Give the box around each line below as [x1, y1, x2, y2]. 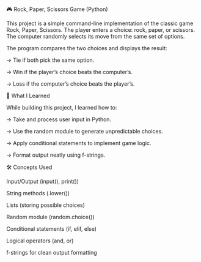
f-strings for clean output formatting [6, 249, 98, 256]
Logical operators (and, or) [6, 237, 74, 244]
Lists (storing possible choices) [6, 201, 86, 209]
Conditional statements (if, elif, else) [6, 225, 97, 232]
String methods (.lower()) [6, 190, 70, 196]
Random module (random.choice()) [6, 214, 95, 220]
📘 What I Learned [6, 92, 50, 99]
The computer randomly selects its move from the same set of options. [6, 33, 185, 40]
